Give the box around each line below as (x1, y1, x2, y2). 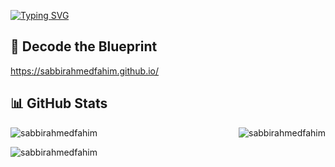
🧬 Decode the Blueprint (10, 38, 158, 55)
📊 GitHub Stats (10, 95, 108, 112)
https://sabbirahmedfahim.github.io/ (10, 65, 160, 77)
